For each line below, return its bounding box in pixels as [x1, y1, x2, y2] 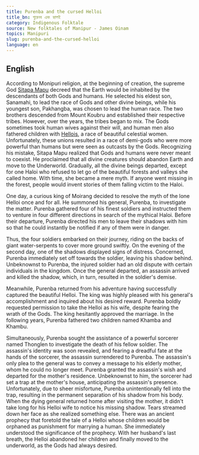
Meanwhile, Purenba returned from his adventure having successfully [6, 285, 177, 292]
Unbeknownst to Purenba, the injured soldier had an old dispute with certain [6, 261, 192, 268]
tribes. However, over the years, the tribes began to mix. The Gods [6, 117, 169, 125]
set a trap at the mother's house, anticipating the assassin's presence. [6, 378, 178, 385]
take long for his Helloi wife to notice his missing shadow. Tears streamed [6, 404, 186, 411]
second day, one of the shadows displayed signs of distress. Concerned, [6, 248, 185, 255]
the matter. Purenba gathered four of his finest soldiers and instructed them [6, 205, 191, 212]
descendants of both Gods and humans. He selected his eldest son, [6, 92, 172, 99]
